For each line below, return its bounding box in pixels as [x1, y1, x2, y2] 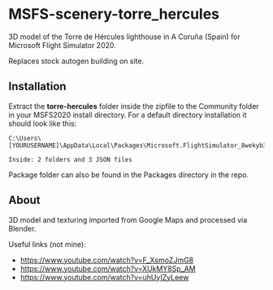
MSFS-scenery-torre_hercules [8, 5, 220, 24]
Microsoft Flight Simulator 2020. [8, 40, 116, 50]
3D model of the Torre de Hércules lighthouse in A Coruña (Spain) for [8, 32, 241, 41]
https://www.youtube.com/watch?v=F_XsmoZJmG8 [19, 255, 194, 265]
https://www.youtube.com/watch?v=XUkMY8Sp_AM [19, 263, 197, 273]
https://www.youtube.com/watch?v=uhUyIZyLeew [19, 272, 189, 282]
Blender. [8, 223, 37, 233]
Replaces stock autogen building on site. [8, 56, 145, 66]
